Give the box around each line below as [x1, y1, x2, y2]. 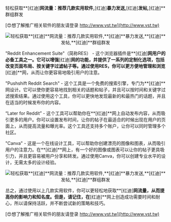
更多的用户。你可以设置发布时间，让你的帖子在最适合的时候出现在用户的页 [9, 117, 166, 122]
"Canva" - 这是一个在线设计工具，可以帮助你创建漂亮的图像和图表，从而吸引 [5, 140, 166, 146]
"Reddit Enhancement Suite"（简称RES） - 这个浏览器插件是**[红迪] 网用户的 [5, 51, 166, 56]
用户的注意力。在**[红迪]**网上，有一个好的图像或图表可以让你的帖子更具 [5, 146, 160, 153]
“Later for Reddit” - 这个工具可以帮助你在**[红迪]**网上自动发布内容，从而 [5, 110, 161, 116]
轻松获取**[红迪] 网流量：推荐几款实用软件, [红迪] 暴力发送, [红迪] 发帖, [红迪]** [5, 5, 165, 11]
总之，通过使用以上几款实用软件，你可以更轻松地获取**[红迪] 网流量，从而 [5, 187, 160, 193]
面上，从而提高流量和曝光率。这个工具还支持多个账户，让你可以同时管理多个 [5, 123, 166, 129]
